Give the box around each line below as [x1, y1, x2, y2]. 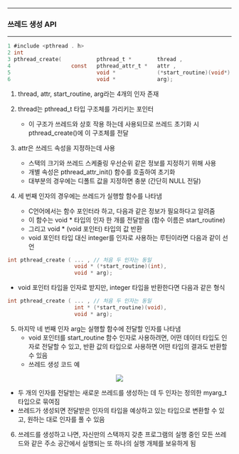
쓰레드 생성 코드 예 [28, 360, 80, 368]
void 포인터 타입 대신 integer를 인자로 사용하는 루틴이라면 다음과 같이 [28, 233, 221, 242]
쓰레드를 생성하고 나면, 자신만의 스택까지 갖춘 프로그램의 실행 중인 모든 [17, 430, 213, 438]
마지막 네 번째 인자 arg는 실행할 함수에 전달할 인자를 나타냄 [17, 324, 181, 333]
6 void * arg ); [7, 75, 174, 82]
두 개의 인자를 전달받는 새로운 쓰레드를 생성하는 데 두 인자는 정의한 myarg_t [17, 388, 227, 396]
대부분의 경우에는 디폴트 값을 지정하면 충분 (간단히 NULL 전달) [28, 176, 201, 185]
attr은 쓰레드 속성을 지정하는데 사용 [17, 144, 116, 152]
